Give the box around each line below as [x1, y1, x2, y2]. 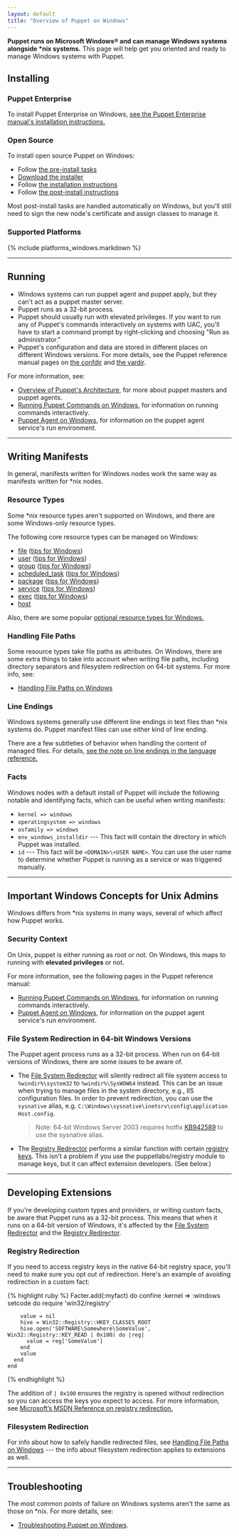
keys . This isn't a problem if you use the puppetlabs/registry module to [17, 1152, 225, 1160]
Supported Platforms [7, 227, 82, 237]
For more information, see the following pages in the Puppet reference [7, 971, 213, 980]
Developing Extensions [7, 1187, 112, 1199]
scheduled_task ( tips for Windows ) [17, 569, 119, 577]
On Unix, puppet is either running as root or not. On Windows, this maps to [7, 950, 226, 959]
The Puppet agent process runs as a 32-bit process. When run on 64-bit [7, 1050, 221, 1058]
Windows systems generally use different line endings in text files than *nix [7, 718, 228, 726]
